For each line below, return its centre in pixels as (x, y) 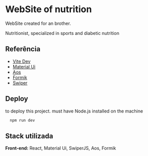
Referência (23, 49)
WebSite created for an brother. (38, 23)
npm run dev (23, 120)
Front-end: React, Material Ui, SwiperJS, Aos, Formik (61, 148)
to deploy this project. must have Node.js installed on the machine (74, 111)
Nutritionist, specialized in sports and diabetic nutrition (62, 33)
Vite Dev (22, 61)
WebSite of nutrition (49, 9)
